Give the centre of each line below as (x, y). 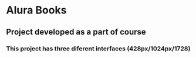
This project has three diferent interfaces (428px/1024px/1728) (98, 49)
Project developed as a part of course (76, 32)
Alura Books (36, 10)
